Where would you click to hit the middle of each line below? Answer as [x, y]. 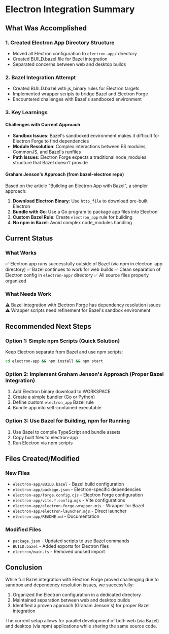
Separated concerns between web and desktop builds [69, 64]
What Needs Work [28, 294]
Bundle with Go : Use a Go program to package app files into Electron [85, 212]
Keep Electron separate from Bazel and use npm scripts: [64, 352]
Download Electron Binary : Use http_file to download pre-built [80, 201]
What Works [21, 253]
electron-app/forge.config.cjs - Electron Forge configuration [78, 495]
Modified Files [23, 530]
